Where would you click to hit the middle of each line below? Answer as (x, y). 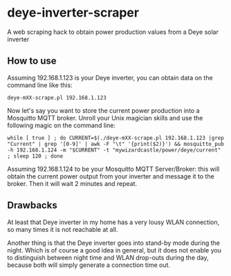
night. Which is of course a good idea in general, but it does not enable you (114, 250)
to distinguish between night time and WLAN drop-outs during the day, (108, 257)
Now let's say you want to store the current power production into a (103, 110)
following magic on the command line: (62, 125)
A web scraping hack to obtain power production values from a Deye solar (113, 32)
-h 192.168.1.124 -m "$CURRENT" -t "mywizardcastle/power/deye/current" (114, 150)
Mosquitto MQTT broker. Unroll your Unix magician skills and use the (105, 118)
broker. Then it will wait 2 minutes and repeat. (72, 183)
